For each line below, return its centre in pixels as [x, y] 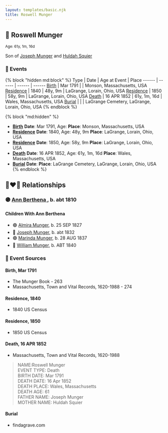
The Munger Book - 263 [37, 282]
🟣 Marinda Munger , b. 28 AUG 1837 [50, 238]
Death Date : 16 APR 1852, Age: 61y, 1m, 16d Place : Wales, [72, 153]
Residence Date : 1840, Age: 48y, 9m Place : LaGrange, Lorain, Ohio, [83, 132]
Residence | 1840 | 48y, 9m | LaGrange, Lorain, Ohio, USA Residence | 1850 [83, 91]
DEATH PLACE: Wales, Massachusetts [57, 386]
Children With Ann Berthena [35, 213]
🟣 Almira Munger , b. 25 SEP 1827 [47, 225]
